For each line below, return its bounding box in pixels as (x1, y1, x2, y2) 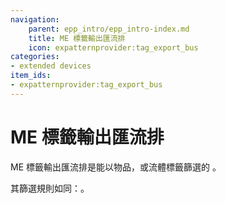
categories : (10, 52, 60, 62)
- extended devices (10, 61, 92, 71)
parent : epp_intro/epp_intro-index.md (28, 24, 190, 34)
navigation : (10, 14, 60, 25)
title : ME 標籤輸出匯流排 (28, 33, 126, 43)
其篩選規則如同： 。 (10, 182, 90, 194)
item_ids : (10, 71, 52, 81)
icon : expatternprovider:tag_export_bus (28, 42, 199, 53)
